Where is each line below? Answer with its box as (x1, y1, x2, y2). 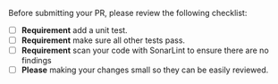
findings (21, 55, 52, 66)
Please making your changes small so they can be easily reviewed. (21, 64, 269, 75)
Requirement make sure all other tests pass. (21, 35, 185, 46)
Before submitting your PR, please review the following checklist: (8, 8, 248, 18)
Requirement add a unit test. (21, 25, 128, 35)
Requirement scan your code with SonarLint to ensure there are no (21, 45, 269, 56)
